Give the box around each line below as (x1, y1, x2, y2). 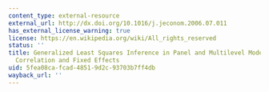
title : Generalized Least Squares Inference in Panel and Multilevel (8, 49, 246, 57)
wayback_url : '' (8, 71, 62, 79)
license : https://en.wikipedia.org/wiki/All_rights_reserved (8, 34, 217, 42)
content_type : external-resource (8, 11, 120, 20)
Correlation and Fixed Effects (15, 57, 120, 65)
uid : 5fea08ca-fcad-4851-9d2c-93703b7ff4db (8, 64, 156, 72)
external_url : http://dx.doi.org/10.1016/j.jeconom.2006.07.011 (8, 19, 227, 27)
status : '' (8, 42, 45, 50)
